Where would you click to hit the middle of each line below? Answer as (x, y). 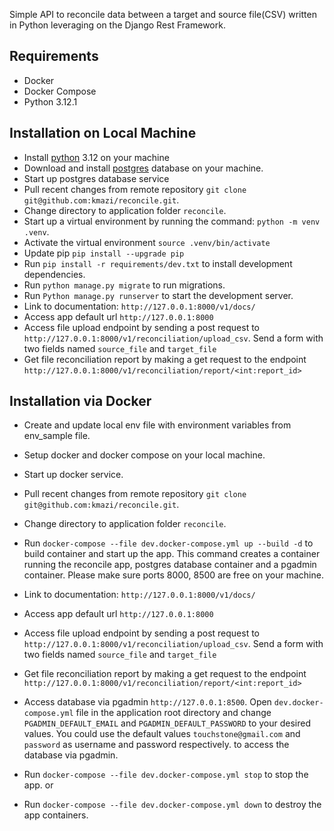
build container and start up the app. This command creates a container (172, 554)
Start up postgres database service (96, 178)
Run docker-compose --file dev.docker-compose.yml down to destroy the (172, 805)
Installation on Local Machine (103, 133)
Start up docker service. (73, 475)
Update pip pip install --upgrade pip (104, 253)
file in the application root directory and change (173, 713)
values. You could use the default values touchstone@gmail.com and (162, 734)
